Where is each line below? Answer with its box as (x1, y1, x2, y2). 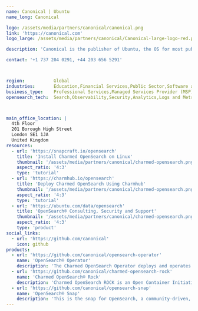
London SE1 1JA (11, 132, 49, 138)
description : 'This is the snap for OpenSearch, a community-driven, (16, 296, 192, 302)
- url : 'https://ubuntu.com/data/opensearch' (11, 203, 126, 209)
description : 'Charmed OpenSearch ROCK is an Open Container (16, 279, 170, 286)
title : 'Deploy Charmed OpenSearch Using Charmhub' (16, 181, 146, 187)
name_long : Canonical (6, 14, 60, 20)
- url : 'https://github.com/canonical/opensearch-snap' (11, 285, 151, 291)
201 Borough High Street (11, 126, 72, 133)
